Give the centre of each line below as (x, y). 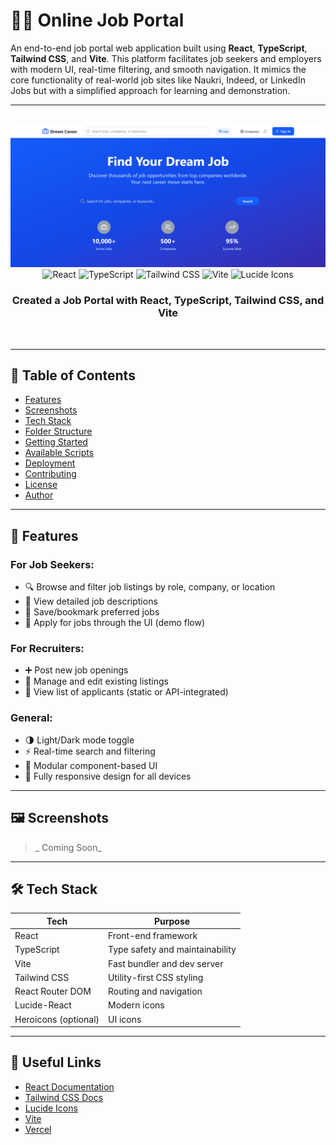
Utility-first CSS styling (156, 977)
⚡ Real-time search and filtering (90, 751)
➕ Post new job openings (76, 670)
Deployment (50, 463)
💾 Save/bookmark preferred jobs (92, 612)
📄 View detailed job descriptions (91, 601)
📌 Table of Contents (73, 375)
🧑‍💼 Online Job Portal (97, 20)
